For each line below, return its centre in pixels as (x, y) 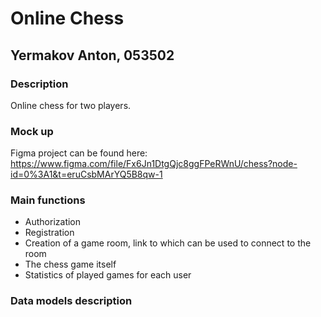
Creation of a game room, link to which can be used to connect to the (168, 243)
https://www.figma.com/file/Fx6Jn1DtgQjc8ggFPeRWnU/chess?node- (154, 164)
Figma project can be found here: (79, 153)
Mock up (32, 131)
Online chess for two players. (71, 105)
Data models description (71, 301)
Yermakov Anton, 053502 (92, 55)
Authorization (53, 222)
